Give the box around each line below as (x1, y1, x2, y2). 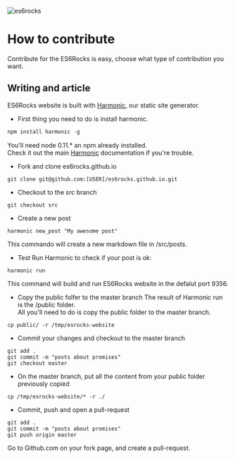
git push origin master (7, 431, 77, 439)
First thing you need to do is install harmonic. (17, 115, 148, 123)
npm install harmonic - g (7, 128, 80, 135)
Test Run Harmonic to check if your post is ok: (17, 253, 152, 261)
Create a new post (17, 214, 72, 222)
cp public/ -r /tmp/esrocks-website (7, 321, 115, 328)
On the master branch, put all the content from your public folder (17, 372, 205, 380)
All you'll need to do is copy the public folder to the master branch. (17, 308, 211, 316)
